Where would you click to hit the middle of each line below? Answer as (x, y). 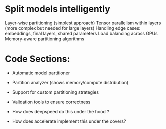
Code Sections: (38, 59)
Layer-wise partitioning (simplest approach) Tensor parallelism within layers (83, 23)
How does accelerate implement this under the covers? (69, 121)
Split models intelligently (58, 9)
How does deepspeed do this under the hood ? (61, 111)
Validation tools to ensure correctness (51, 102)
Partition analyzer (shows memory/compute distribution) (70, 82)
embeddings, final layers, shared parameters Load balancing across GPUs (82, 33)
